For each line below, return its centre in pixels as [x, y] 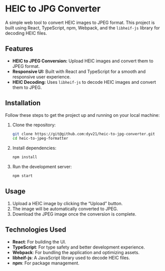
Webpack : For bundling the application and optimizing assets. [76, 252]
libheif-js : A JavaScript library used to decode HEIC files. [71, 258]
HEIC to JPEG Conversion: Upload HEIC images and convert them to [83, 61]
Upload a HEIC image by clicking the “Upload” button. [67, 203]
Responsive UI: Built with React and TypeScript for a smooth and [79, 71]
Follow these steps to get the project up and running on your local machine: [82, 115]
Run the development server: [42, 167]
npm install [25, 157]
